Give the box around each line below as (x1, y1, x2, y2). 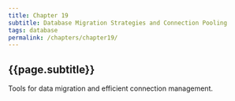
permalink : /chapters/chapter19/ (8, 33, 118, 42)
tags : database (8, 26, 58, 34)
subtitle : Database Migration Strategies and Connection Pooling (8, 19, 227, 27)
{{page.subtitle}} (8, 62, 95, 76)
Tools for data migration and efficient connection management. (8, 84, 213, 93)
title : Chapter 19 (8, 11, 69, 20)
